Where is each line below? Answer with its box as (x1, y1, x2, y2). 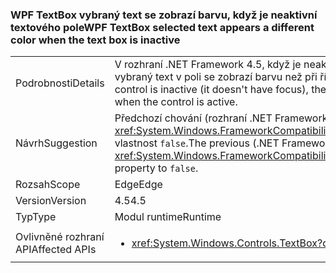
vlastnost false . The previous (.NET (114, 136, 280, 150)
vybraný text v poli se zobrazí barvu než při (114, 70, 318, 84)
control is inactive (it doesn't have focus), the (114, 83, 327, 97)
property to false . (114, 161, 199, 175)
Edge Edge (114, 178, 163, 192)
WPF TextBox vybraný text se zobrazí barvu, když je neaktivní (10, 8, 318, 22)
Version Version (15, 194, 87, 208)
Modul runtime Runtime (114, 210, 222, 224)
